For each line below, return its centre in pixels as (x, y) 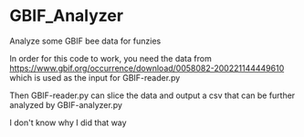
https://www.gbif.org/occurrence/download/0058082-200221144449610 (147, 68)
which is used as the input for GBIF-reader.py (95, 77)
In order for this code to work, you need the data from (110, 58)
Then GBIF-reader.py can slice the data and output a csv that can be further (152, 95)
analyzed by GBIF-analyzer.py (66, 104)
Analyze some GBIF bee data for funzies (85, 41)
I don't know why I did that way (68, 122)
